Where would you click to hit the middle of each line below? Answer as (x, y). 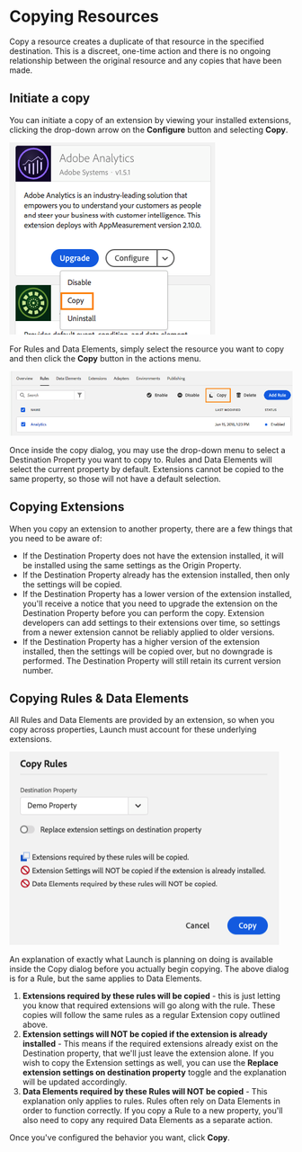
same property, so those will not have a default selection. (115, 478)
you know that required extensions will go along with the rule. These (149, 1005)
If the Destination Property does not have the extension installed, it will (153, 556)
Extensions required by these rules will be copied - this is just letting (151, 996)
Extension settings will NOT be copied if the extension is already (145, 1034)
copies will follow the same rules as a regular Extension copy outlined (151, 1015)
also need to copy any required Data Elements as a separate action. (147, 1121)
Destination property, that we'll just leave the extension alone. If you (148, 1053)
